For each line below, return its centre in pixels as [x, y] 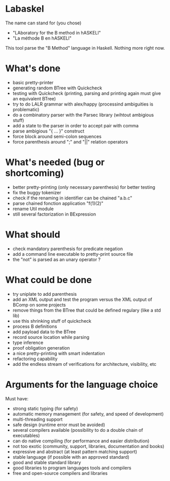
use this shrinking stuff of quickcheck [52, 321]
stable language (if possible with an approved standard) [71, 457]
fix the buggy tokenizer [37, 192]
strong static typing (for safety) [45, 408]
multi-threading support [38, 419]
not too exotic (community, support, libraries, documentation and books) [88, 446]
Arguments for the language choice [82, 384]
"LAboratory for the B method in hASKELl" [57, 32]
